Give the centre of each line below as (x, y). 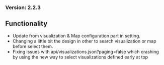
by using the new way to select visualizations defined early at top (80, 57)
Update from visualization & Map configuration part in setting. (76, 35)
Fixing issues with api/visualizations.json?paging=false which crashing (86, 51)
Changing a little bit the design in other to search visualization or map (85, 41)
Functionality (26, 24)
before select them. (33, 46)
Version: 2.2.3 (23, 7)
